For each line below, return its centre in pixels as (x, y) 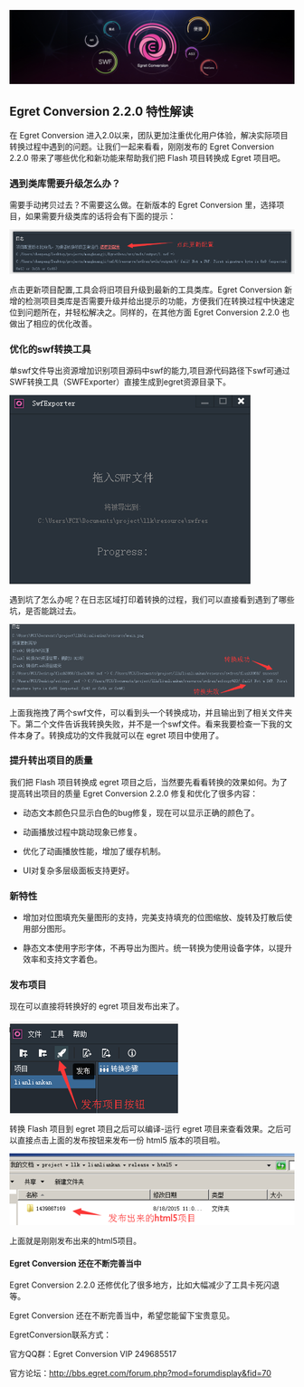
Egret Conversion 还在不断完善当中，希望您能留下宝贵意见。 (122, 1316)
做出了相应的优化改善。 (53, 323)
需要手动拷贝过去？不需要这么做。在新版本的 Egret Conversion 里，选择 (143, 205)
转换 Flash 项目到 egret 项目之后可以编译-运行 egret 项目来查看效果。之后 (147, 1129)
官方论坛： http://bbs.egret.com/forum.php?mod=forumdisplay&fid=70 (140, 1373)
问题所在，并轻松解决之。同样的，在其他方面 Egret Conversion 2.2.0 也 (157, 312)
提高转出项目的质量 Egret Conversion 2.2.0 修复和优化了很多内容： (134, 793)
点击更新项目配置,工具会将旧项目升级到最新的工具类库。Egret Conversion (146, 290)
